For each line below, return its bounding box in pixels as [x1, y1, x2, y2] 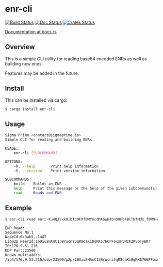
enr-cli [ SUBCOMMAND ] [14, 150, 57, 156]
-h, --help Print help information [14, 164, 98, 169]
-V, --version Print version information [14, 168, 105, 173]
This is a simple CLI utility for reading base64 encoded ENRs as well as [5, 56, 147, 62]
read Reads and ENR [14, 190, 62, 195]
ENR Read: [5, 225, 25, 231]
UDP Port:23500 [5, 248, 36, 253]
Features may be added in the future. [5, 70, 79, 76]
